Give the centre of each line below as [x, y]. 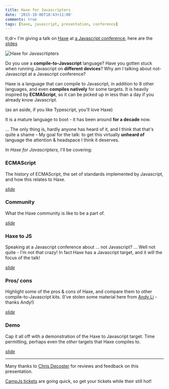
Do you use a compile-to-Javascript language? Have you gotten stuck [79, 63]
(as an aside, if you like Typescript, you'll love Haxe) [59, 110]
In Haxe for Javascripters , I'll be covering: [49, 150]
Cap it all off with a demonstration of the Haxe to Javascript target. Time [80, 336]
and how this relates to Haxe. [35, 179]
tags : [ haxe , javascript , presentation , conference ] [62, 24]
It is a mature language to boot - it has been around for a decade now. [78, 120]
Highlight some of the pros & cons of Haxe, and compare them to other [79, 291]
